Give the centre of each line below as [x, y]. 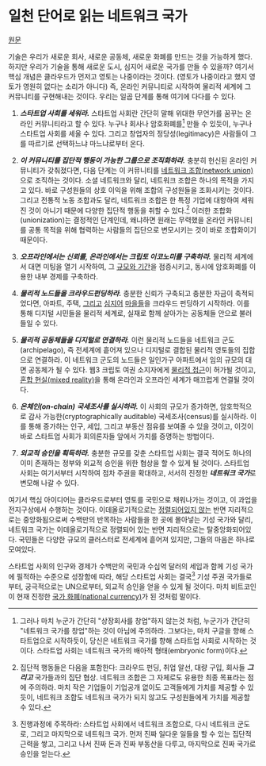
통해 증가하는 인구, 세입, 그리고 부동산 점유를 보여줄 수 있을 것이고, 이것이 [141, 426]
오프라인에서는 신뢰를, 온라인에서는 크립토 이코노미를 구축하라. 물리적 [126, 257]
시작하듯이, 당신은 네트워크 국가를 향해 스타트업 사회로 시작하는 [151, 641]
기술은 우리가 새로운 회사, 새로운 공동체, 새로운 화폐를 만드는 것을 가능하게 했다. [131, 56]
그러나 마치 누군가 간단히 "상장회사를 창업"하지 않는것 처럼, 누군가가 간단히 [135, 621]
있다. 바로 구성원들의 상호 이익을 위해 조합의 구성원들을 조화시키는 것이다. [141, 190]
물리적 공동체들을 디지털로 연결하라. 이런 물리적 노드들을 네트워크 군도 [127, 340]
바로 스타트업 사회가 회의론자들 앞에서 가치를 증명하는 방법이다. [117, 437]
